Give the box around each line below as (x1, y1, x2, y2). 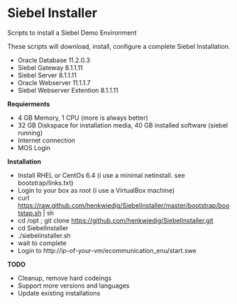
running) (17, 128, 43, 137)
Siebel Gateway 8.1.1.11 (17, 63, 83, 72)
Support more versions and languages (17, 281, 130, 290)
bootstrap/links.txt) (17, 179, 74, 187)
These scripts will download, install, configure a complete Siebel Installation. (7, 42, 231, 50)
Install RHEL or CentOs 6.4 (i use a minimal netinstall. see (17, 171, 186, 179)
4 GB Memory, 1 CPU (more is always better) (17, 113, 149, 122)
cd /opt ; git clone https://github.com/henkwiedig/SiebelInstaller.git (17, 216, 214, 225)
